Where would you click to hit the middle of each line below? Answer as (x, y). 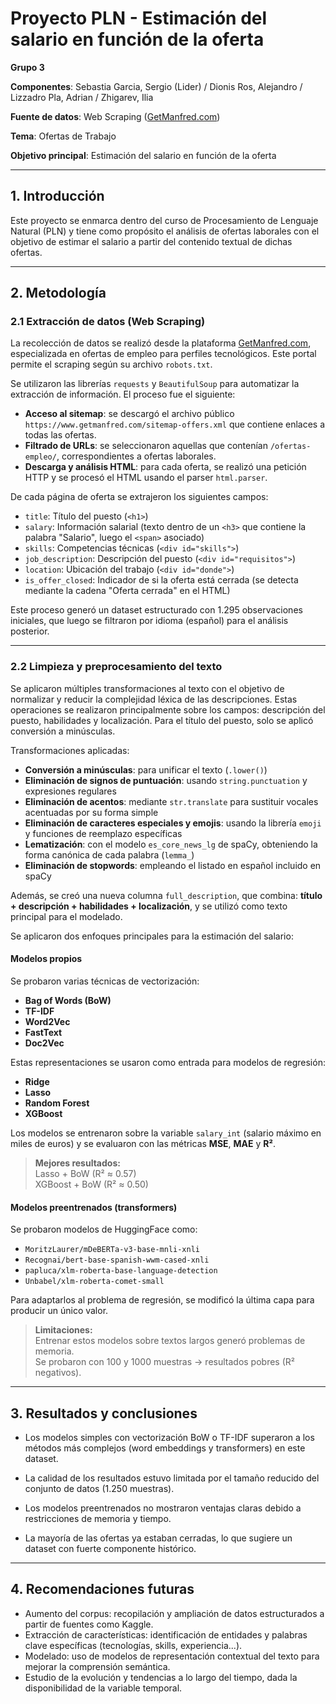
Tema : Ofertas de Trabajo (63, 136)
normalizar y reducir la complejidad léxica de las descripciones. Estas (154, 699)
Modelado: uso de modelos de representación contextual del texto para (172, 1656)
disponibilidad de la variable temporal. (103, 1688)
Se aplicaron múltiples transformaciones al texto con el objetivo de (147, 688)
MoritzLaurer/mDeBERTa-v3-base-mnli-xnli (112, 1250)
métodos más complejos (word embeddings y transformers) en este (165, 1448)
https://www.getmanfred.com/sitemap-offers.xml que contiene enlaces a (175, 424)
